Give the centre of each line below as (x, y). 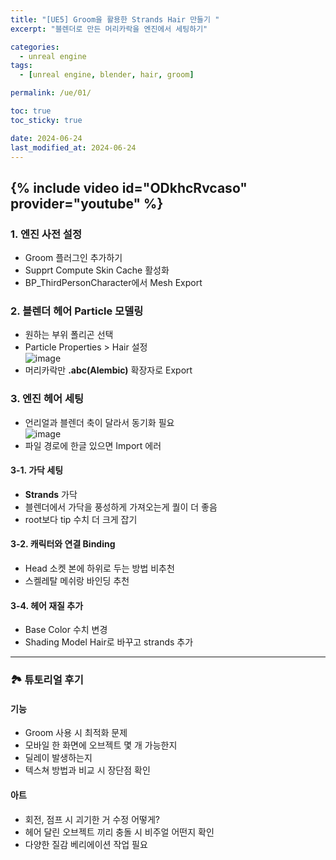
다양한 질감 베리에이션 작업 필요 (86, 844)
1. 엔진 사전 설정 (46, 234)
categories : (35, 47)
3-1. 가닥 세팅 (37, 470)
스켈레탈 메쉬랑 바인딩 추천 (77, 581)
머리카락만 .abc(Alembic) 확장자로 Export (108, 370)
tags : (21, 66)
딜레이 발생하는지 (58, 758)
